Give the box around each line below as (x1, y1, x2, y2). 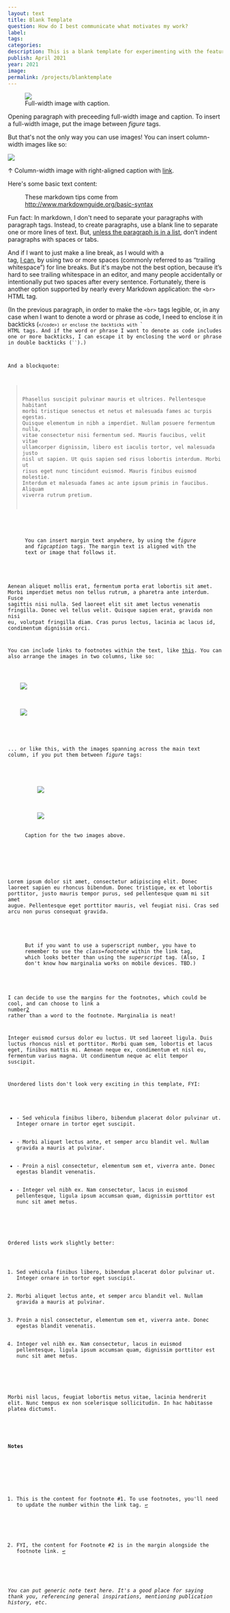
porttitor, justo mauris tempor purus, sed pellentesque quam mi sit (8, 890, 210, 897)
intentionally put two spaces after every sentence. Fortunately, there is (8, 278, 206, 286)
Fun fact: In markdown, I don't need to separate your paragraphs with (8, 214, 203, 222)
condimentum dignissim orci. (8, 625, 91, 632)
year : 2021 (8, 61, 39, 68)
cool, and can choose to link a (8, 1001, 100, 1008)
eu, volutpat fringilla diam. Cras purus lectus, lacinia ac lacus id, (8, 619, 216, 626)
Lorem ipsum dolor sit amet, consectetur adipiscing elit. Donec (8, 878, 197, 885)
